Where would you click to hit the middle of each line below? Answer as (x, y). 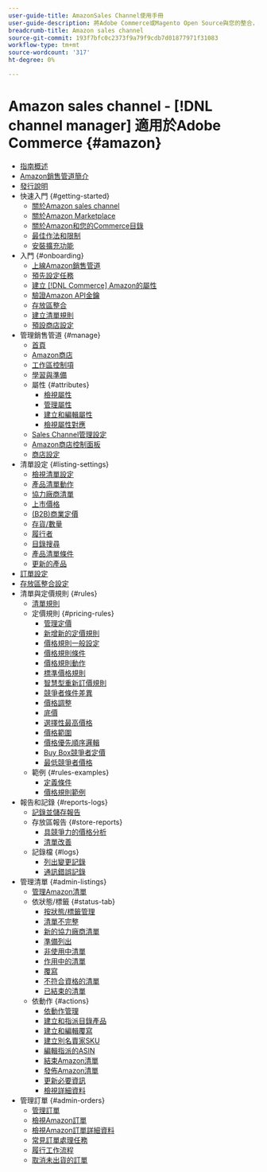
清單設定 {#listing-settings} (64, 464)
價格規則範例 (64, 792)
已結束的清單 (64, 991)
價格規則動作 (64, 663)
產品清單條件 (52, 553)
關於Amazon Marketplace (74, 215)
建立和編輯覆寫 (68, 1030)
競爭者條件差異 (68, 693)
